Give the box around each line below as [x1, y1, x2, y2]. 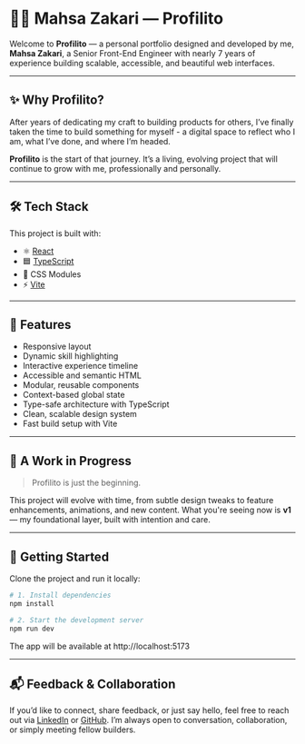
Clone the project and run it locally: [9, 573, 141, 584]
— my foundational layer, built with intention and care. [9, 514, 211, 525]
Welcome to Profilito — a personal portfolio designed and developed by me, [9, 38, 295, 49]
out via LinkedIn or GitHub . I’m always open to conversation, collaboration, [9, 715, 288, 726]
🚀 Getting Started [9, 549, 110, 564]
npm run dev [9, 624, 54, 633]
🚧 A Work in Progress [9, 453, 132, 469]
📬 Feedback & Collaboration [9, 676, 176, 691]
